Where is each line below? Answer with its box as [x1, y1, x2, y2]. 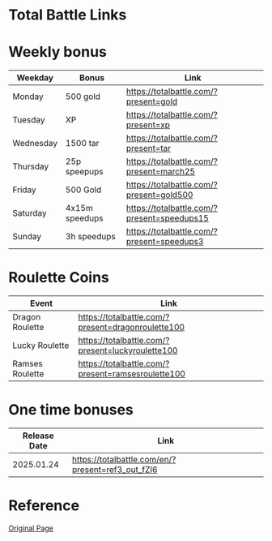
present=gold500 [125, 189, 193, 200]
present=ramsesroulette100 [78, 368, 186, 380]
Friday [12, 184, 36, 195]
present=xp [125, 119, 171, 131]
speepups [65, 166, 104, 178]
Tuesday [12, 114, 45, 126]
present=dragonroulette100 [78, 322, 185, 333]
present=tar [125, 143, 172, 154]
